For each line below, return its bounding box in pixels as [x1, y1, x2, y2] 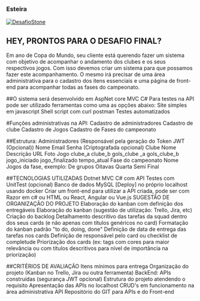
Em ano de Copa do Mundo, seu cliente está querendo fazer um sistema [6, 52, 184, 59]
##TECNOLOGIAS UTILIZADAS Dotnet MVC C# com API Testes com [6, 174, 175, 182]
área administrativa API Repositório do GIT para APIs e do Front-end [6, 288, 175, 296]
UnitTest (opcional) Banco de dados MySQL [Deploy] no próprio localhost [6, 181, 188, 188]
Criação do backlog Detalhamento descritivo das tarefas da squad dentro [6, 213, 187, 220]
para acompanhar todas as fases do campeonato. [17, 83, 140, 91]
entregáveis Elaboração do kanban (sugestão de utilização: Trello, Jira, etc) [6, 206, 193, 214]
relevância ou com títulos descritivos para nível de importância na [6, 245, 169, 252]
